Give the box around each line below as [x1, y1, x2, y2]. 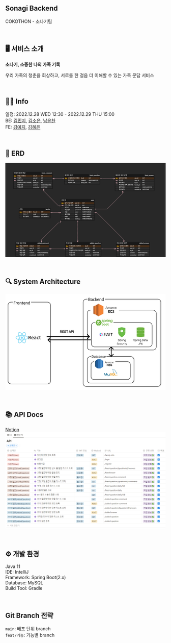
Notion [5, 426, 19, 433]
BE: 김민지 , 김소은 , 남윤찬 [5, 117, 56, 124]
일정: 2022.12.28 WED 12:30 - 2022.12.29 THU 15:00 [5, 111, 115, 117]
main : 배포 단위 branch [5, 626, 51, 632]
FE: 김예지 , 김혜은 [5, 124, 41, 130]
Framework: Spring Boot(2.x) [5, 574, 66, 581]
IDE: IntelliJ [5, 569, 29, 575]
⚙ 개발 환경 [5, 550, 40, 558]
